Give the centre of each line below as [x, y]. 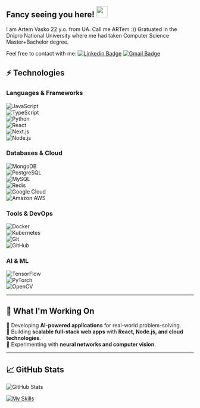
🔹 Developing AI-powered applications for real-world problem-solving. [94, 326]
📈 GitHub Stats [35, 369]
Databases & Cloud [34, 153]
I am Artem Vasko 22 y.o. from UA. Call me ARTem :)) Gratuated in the [92, 29]
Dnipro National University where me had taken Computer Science [88, 35]
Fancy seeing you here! [51, 15]
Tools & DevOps [30, 213]
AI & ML [18, 261]
